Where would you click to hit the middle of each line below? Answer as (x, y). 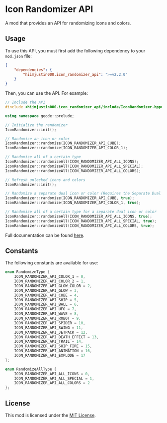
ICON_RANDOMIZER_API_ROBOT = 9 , (47, 318)
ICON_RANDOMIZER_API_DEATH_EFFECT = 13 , (56, 337)
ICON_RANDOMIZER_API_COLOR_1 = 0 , (50, 277)
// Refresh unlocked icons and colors (45, 180)
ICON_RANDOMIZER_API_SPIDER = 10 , (50, 323)
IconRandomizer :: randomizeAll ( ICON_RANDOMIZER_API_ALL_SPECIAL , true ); (81, 221)
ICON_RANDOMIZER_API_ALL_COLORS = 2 (52, 383)
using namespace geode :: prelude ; (40, 116)
